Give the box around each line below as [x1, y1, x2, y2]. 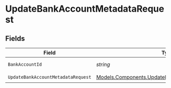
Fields [5, 34, 25, 43]
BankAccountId [8, 62, 42, 67]
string [96, 61, 110, 68]
